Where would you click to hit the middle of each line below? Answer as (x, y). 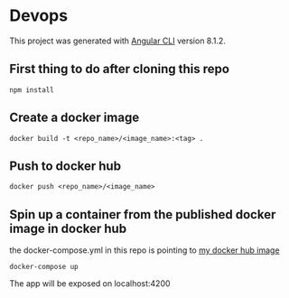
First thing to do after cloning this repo (120, 69)
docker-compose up (44, 267)
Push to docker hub (65, 166)
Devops (39, 16)
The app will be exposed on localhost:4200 (90, 284)
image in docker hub (68, 228)
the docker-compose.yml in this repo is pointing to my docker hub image (144, 250)
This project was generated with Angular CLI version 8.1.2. (117, 41)
